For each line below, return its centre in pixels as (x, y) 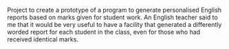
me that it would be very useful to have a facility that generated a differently (115, 24)
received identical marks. (43, 39)
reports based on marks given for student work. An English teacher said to (112, 17)
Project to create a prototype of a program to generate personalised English (115, 10)
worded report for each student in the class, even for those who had (104, 32)
